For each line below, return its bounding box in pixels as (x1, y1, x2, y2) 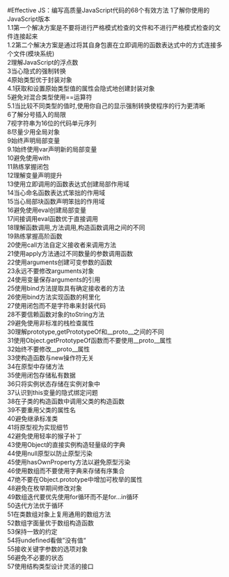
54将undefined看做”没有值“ (7, 536, 86, 544)
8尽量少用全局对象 (7, 128, 61, 136)
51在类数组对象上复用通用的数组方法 (7, 510, 111, 518)
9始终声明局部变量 (7, 136, 61, 145)
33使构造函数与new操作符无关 (7, 354, 94, 361)
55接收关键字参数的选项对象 (7, 545, 88, 553)
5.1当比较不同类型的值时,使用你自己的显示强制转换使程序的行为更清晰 (7, 101, 205, 110)
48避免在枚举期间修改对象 (7, 484, 82, 492)
